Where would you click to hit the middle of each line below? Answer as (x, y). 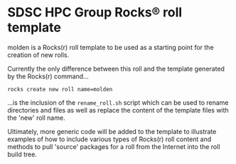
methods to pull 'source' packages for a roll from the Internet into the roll (114, 146)
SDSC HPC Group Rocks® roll (95, 12)
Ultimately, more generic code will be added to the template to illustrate (112, 131)
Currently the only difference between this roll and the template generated (116, 68)
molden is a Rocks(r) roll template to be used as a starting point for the (111, 47)
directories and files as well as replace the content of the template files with (118, 110)
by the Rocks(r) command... (48, 76)
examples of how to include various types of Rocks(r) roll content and (109, 139)
